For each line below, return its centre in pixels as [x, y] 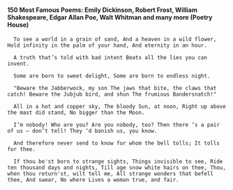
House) [18, 24]
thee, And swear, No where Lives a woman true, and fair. [93, 180]
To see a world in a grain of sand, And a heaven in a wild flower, [115, 39]
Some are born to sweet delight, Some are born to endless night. [112, 76]
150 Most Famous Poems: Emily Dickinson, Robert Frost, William [102, 10]
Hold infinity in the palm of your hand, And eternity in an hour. [107, 45]
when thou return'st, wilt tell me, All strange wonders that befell [111, 174]
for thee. [22, 149]
